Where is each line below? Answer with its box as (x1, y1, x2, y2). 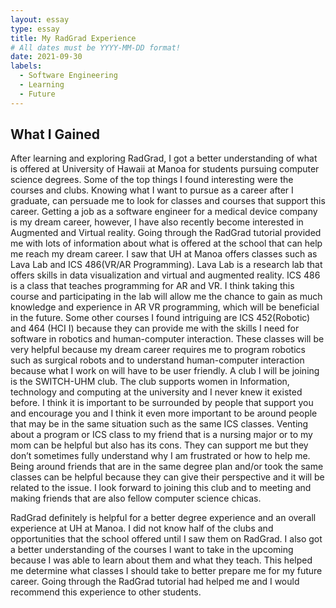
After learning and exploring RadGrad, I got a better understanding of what (10, 152, 318, 165)
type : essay (10, 24, 60, 34)
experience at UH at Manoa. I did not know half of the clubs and (10, 522, 274, 535)
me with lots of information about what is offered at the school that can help (10, 237, 323, 250)
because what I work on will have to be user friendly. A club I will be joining (10, 365, 320, 377)
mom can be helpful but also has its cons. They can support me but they (10, 439, 309, 451)
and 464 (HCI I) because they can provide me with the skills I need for (10, 322, 300, 335)
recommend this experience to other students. (10, 586, 202, 598)
